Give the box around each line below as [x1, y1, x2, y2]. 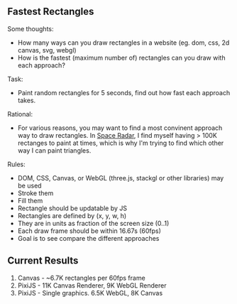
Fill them [17, 196, 43, 205]
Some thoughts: [7, 24, 55, 33]
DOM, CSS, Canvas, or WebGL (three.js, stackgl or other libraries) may [17, 173, 224, 182]
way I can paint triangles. [17, 146, 92, 155]
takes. [17, 96, 36, 104]
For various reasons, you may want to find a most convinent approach [17, 124, 223, 132]
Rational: [7, 109, 33, 118]
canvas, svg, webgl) [17, 45, 77, 54]
